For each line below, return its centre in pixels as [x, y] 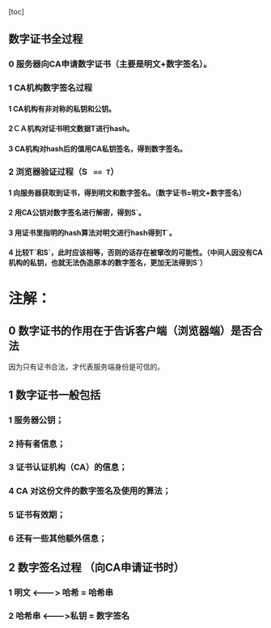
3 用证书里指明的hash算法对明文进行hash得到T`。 [92, 232]
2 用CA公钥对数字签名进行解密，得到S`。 [77, 213]
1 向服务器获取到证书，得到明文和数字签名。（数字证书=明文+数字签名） [127, 193]
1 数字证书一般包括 [55, 395]
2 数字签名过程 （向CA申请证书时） [96, 567]
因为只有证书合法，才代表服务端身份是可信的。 [86, 367]
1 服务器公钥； [36, 420]
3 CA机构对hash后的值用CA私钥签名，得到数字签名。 [98, 149]
